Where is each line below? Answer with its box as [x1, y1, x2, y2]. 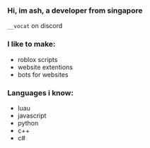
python [17, 118, 39, 127]
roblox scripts [17, 55, 58, 63]
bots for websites [17, 70, 69, 79]
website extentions [17, 63, 73, 71]
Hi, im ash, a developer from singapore [7, 6, 143, 16]
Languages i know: [7, 87, 74, 97]
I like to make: [7, 39, 56, 49]
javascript [17, 111, 47, 120]
